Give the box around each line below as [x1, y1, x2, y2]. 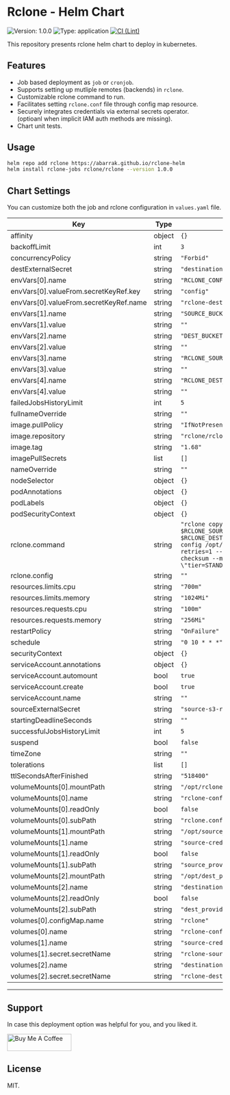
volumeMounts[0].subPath [10, 816, 97, 825]
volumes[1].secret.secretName [10, 949, 111, 959]
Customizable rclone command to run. [16, 92, 125, 101]
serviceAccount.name [10, 693, 81, 703]
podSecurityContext [10, 509, 76, 519]
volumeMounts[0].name [10, 794, 88, 803]
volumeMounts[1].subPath [10, 860, 97, 870]
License [7, 1063, 42, 1075]
